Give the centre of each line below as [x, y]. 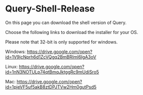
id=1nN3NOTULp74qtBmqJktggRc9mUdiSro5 [52, 72]
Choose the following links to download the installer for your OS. [72, 32]
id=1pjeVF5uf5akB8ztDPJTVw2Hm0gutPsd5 [51, 87]
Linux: [12, 66]
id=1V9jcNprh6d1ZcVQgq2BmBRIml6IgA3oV [51, 57]
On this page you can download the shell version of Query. [66, 22]
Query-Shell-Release [50, 9]
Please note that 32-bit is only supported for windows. [61, 42]
